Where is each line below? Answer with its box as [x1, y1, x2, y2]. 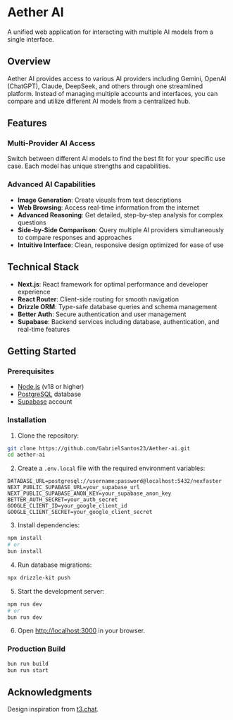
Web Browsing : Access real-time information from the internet [17, 203, 199, 212]
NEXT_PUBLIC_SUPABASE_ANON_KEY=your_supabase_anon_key [7, 490, 172, 498]
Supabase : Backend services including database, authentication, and [17, 317, 220, 325]
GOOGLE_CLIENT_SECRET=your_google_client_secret [7, 509, 153, 516]
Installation [7, 415, 47, 425]
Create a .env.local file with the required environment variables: [17, 464, 206, 473]
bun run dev [7, 613, 42, 621]
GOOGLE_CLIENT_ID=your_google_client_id [7, 503, 128, 510]
